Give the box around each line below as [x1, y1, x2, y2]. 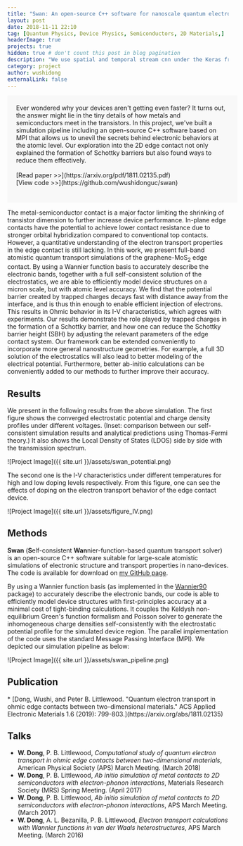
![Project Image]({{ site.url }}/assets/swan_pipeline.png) [7, 655, 169, 664]
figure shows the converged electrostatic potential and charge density [7, 413, 211, 422]
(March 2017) [17, 809, 56, 817]
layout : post [7, 17, 46, 24]
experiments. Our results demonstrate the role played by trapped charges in [7, 315, 227, 324]
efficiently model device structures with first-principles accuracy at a [7, 597, 207, 605]
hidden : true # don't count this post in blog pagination [7, 50, 180, 57]
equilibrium [7, 612, 40, 620]
